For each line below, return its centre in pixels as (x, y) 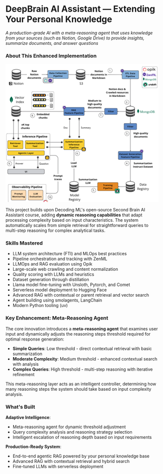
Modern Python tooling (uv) (40, 305)
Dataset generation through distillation (51, 280)
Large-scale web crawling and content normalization (65, 269)
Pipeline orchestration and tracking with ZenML (60, 259)
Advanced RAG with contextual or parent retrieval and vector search (81, 295)
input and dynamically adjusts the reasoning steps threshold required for (78, 334)
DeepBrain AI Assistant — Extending (80, 9)
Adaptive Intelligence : (28, 417)
